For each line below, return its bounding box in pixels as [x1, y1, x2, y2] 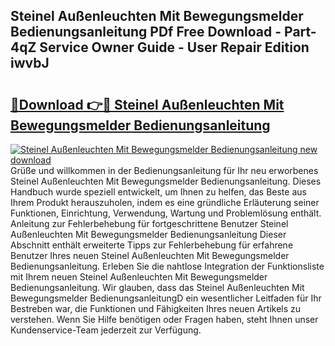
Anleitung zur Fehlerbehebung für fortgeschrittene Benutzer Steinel [10, 218, 289, 229]
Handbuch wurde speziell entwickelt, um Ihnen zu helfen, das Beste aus [10, 186, 307, 198]
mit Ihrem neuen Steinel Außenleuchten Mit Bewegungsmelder [10, 271, 268, 283]
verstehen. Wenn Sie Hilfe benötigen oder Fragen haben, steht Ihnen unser [10, 314, 319, 325]
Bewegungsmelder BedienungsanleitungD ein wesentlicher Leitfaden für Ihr [10, 292, 322, 304]
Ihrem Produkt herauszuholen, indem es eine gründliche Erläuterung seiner [10, 197, 320, 208]
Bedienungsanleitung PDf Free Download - [10, 24, 282, 41]
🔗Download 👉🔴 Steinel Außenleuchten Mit [10, 96, 285, 113]
